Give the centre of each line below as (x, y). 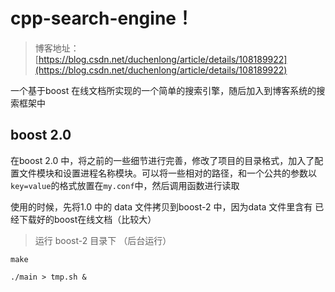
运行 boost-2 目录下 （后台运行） (103, 240)
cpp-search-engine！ (102, 18)
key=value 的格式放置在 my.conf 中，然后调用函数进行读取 (125, 185)
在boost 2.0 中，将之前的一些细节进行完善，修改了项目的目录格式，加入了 (162, 160)
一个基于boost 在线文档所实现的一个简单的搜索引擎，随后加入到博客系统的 (163, 90)
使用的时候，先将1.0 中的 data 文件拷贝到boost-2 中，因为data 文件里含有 (161, 206)
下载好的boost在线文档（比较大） (87, 219)
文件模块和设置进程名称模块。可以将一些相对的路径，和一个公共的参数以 (167, 173)
